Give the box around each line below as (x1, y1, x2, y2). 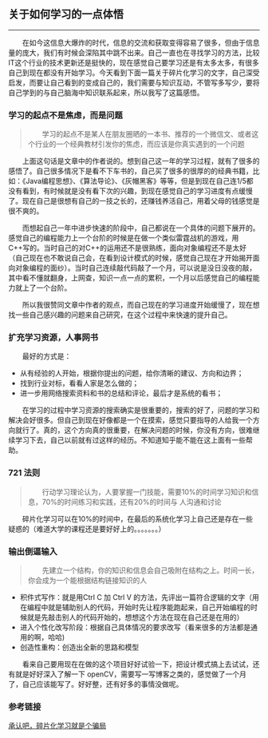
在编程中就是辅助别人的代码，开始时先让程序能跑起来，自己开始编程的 (19, 602, 251, 612)
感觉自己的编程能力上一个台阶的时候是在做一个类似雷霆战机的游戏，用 (8, 233, 239, 243)
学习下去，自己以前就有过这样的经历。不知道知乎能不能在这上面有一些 (14, 435, 246, 445)
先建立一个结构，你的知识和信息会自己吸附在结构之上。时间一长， (41, 565, 259, 575)
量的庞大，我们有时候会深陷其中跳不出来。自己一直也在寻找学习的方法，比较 (8, 47, 260, 58)
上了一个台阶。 (22, 283, 72, 293)
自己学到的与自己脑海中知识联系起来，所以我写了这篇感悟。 (8, 87, 204, 97)
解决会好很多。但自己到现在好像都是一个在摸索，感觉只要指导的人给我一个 (8, 415, 253, 425)
